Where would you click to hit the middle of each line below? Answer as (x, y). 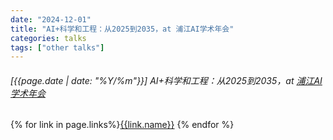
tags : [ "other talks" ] (57, 47)
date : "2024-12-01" (51, 19)
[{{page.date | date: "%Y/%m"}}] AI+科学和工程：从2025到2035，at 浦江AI (166, 80)
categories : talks (48, 38)
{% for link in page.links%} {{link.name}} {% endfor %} (122, 125)
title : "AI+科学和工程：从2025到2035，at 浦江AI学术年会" (122, 29)
